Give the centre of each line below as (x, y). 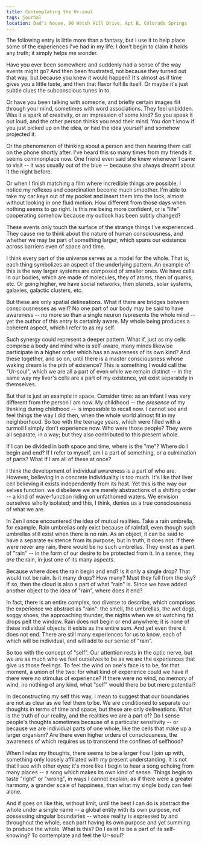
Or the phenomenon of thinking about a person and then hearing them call (99, 146)
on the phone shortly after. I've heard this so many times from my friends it (99, 152)
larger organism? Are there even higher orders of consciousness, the (92, 735)
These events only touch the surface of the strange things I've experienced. (100, 227)
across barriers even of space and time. (56, 247)
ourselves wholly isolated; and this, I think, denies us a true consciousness (99, 503)
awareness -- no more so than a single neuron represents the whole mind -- (101, 315)
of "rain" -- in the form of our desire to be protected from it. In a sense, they (100, 553)
